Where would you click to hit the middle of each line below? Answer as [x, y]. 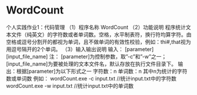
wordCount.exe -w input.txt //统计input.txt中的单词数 [70, 86]
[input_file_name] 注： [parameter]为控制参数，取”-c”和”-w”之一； [86, 56]
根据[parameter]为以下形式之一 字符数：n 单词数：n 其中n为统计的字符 [102, 71]
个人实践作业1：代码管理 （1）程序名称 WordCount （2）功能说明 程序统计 [96, 27]
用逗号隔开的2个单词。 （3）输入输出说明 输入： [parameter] [80, 49]
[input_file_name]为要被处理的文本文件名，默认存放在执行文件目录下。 [91, 64]
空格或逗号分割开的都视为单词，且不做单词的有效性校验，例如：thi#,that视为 [98, 42]
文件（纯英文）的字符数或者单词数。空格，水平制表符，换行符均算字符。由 [101, 34]
